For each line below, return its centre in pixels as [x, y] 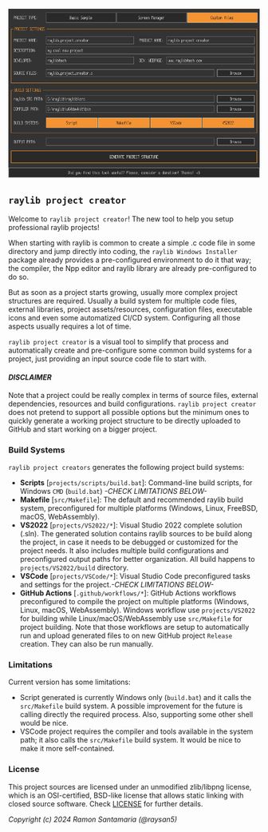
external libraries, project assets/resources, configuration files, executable [130, 309]
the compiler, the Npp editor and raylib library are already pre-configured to [132, 269]
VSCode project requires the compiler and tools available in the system [136, 731]
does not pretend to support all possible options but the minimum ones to [129, 412]
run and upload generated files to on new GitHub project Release [126, 635]
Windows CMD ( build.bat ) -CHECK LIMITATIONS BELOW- [113, 491]
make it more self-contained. [67, 749]
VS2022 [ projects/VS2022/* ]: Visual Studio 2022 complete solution [131, 525]
